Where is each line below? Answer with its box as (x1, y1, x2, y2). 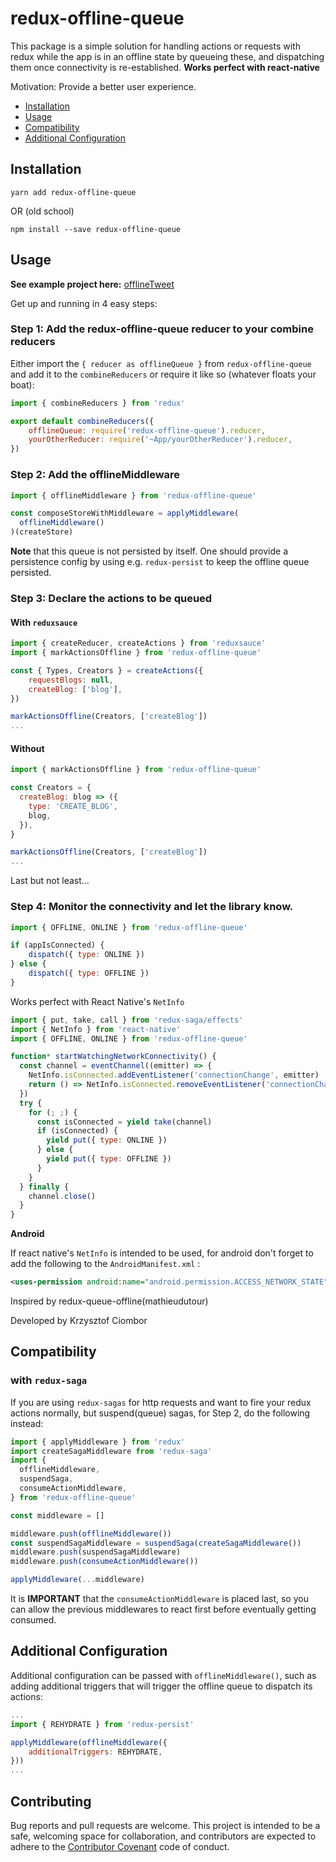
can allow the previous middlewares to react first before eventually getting (10, 1603, 317, 1616)
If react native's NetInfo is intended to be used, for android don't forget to (10, 1247, 314, 1259)
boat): (10, 378, 35, 391)
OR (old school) (10, 205, 75, 217)
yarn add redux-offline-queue (10, 187, 137, 197)
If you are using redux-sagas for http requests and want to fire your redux (10, 1396, 312, 1408)
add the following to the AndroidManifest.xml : (10, 1258, 201, 1270)
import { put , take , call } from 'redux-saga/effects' (10, 1015, 244, 1025)
